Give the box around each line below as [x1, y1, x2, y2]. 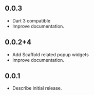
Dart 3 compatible [12, 17, 51, 23]
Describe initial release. [12, 85, 62, 91]
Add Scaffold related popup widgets [12, 51, 89, 58]
